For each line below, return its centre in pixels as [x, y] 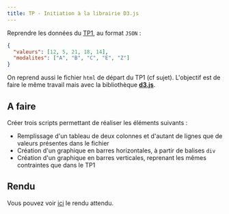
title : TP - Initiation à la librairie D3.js [73, 13]
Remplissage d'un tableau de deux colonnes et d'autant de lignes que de [120, 136]
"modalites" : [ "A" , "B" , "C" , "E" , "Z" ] [71, 58]
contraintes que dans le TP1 [56, 165]
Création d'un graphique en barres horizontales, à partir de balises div [116, 150]
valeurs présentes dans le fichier [63, 143]
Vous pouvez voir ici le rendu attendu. [60, 203]
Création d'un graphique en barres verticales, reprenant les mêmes [112, 157]
